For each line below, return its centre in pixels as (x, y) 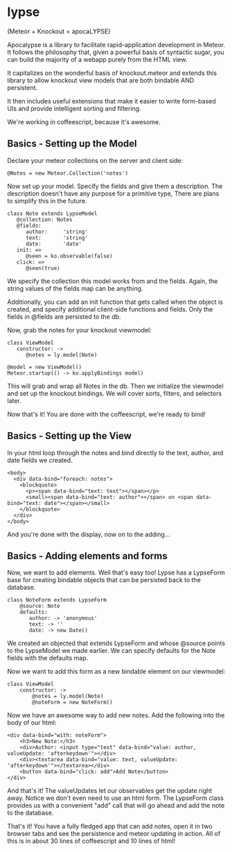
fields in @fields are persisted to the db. (64, 316)
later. (15, 400)
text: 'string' (57, 238)
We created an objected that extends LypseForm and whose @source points (116, 643)
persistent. (23, 87)
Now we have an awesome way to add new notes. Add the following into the (116, 715)
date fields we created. (40, 460)
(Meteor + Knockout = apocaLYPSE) (59, 31)
